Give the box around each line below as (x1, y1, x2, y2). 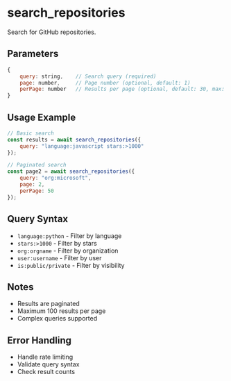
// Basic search (7, 130, 54, 137)
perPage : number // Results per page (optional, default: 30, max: (19, 85, 225, 93)
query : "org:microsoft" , (19, 175, 92, 182)
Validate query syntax (17, 360, 80, 369)
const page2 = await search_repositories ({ (7, 168, 135, 175)
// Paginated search (7, 162, 67, 169)
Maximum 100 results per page (17, 307, 106, 315)
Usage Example (7, 111, 76, 123)
